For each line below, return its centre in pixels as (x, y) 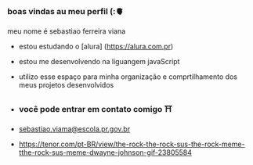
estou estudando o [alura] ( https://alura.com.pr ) (96, 47)
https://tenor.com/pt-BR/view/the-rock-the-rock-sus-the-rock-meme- (132, 144)
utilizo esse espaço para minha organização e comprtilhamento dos (128, 77)
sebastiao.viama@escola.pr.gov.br (74, 129)
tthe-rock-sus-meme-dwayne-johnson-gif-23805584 (105, 152)
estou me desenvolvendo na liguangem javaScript (99, 62)
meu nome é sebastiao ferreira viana (67, 31)
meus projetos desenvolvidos (66, 85)
